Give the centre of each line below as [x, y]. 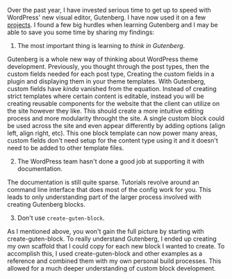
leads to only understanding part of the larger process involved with [104, 197]
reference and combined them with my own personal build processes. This [114, 261]
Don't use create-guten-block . [61, 218]
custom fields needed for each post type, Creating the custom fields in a [111, 74]
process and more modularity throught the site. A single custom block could [116, 118]
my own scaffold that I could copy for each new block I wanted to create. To [116, 246]
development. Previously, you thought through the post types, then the [108, 66]
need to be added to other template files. [66, 148]
